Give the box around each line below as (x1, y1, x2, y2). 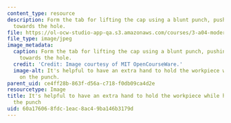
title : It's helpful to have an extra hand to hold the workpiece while (7, 93, 220, 100)
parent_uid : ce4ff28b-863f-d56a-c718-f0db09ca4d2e (7, 80, 155, 87)
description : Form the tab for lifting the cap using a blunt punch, (7, 16, 211, 23)
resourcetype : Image (7, 86, 67, 93)
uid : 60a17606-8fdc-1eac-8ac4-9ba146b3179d (7, 105, 134, 112)
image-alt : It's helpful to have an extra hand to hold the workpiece (13, 67, 220, 74)
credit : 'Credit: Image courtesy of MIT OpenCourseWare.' (13, 61, 184, 68)
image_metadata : (7, 42, 54, 49)
